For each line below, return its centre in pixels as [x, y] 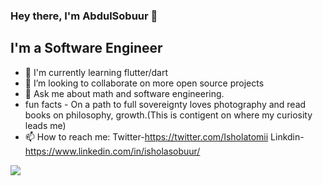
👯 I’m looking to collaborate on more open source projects [144, 83]
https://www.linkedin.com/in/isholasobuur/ [112, 151]
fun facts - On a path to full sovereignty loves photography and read [165, 104]
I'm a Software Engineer [86, 48]
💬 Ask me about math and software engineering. [124, 93]
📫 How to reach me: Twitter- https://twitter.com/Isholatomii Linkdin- [164, 136]
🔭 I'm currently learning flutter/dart [96, 72]
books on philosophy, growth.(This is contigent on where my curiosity [168, 115]
